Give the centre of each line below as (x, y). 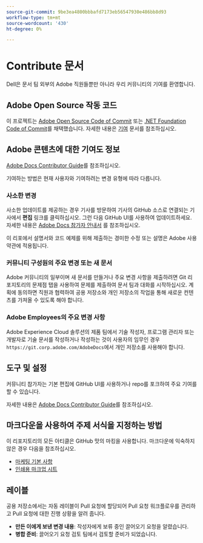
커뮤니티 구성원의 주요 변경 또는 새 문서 (59, 263)
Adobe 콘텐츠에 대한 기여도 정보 (63, 150)
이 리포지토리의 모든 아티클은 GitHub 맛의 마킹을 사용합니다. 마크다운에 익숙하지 (101, 441)
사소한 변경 (22, 195)
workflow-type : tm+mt (34, 18)
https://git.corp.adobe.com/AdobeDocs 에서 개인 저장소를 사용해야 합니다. (95, 347)
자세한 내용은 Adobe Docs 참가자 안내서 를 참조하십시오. (73, 225)
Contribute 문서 (45, 66)
